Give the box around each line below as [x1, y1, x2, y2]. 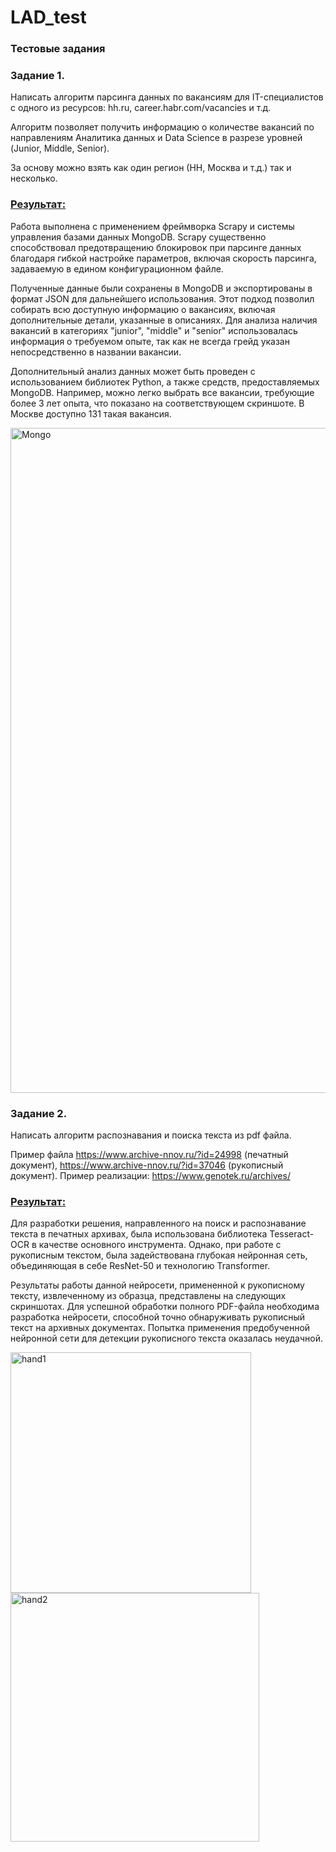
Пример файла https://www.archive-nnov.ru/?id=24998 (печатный [10, 1149, 289, 1160]
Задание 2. [10, 1106, 68, 1120]
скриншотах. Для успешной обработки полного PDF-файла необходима [10, 1301, 320, 1313]
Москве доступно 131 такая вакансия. [10, 407, 172, 420]
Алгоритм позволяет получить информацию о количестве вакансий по [10, 121, 315, 133]
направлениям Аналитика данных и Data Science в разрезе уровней [10, 132, 303, 144]
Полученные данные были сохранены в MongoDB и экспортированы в [10, 282, 313, 294]
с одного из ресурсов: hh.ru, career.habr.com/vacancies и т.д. [10, 102, 272, 114]
